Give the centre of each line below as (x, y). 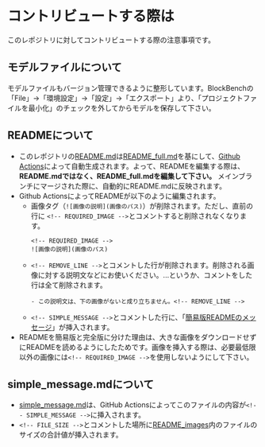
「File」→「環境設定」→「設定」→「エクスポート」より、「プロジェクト (125, 98)
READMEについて (51, 136)
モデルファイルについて (65, 67)
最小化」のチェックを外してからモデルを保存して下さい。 (122, 107)
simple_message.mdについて (81, 384)
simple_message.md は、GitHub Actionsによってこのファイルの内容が (132, 405)
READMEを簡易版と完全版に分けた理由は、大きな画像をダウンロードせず (138, 337)
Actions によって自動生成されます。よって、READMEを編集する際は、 (132, 166)
